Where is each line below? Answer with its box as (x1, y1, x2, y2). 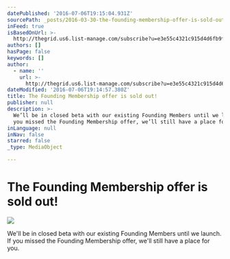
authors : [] (7, 42, 41, 49)
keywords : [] (7, 55, 44, 62)
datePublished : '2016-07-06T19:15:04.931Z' (7, 10, 133, 17)
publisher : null (7, 99, 53, 106)
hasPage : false (7, 49, 51, 56)
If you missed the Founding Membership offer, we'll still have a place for (7, 236, 210, 245)
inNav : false (7, 131, 44, 138)
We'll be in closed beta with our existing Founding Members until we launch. (7, 229, 222, 237)
